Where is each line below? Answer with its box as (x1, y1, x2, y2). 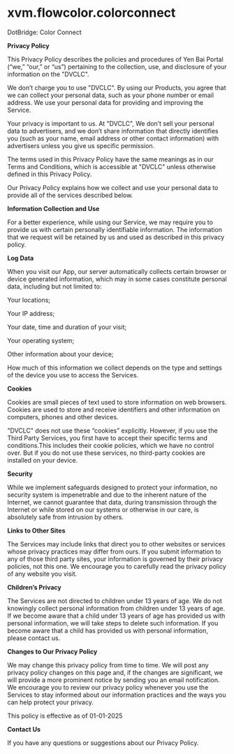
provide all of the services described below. (7, 191, 133, 199)
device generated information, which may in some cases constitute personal (7, 275, 227, 283)
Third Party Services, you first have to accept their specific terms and (7, 433, 208, 442)
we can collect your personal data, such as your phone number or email (7, 91, 214, 99)
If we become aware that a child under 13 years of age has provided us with (7, 611, 226, 620)
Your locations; (7, 296, 51, 304)
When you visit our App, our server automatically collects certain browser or (7, 267, 227, 275)
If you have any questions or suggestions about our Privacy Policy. (7, 739, 199, 747)
